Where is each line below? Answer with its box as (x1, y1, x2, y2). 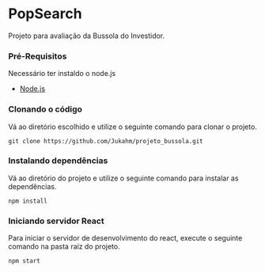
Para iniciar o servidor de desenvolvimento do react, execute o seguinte (8, 233, 243, 243)
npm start (8, 257, 41, 265)
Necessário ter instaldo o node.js (8, 69, 116, 78)
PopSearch (8, 5, 82, 23)
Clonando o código (8, 104, 83, 115)
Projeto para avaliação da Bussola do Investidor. (8, 31, 165, 40)
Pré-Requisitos (8, 51, 67, 62)
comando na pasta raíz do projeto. (8, 242, 120, 252)
